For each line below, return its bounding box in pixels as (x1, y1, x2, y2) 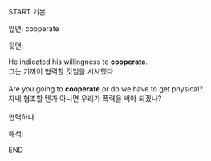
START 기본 (8, 7, 47, 16)
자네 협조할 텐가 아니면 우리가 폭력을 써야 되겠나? (8, 94, 162, 103)
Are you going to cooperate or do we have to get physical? (8, 84, 203, 94)
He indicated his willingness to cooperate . (8, 57, 148, 66)
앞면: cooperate (8, 24, 59, 34)
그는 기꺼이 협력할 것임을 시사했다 (8, 66, 114, 76)
